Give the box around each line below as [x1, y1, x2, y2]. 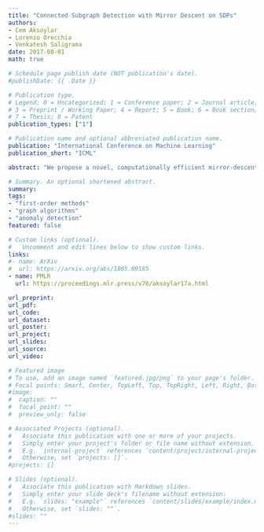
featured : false [8, 221, 61, 229]
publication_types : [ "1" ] [8, 120, 93, 128]
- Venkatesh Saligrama [8, 41, 82, 49]
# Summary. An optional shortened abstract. [8, 178, 156, 186]
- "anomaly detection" [8, 214, 82, 222]
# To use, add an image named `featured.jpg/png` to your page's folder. [8, 374, 255, 382]
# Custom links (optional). [8, 235, 101, 244]
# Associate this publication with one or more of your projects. [8, 432, 237, 440]
